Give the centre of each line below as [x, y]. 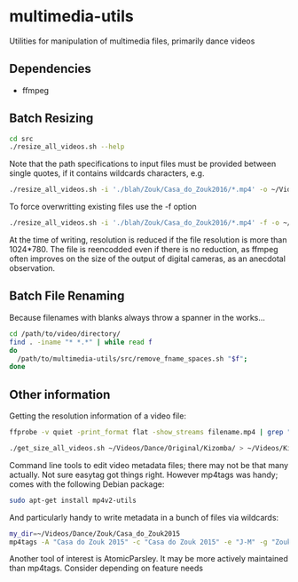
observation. [32, 268]
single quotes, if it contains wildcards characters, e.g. [107, 173]
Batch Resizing [51, 119]
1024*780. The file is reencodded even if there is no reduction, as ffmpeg [144, 250]
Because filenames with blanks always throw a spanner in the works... [137, 317]
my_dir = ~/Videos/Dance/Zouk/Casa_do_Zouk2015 [94, 534]
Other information [60, 394]
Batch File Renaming [67, 296]
